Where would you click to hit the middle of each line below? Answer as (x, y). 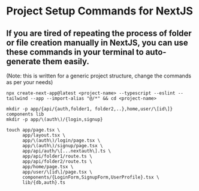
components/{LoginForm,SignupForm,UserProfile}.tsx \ (91, 177)
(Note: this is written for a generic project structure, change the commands (99, 76)
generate (23, 61)
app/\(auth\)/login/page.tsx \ (61, 141)
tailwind (17, 99)
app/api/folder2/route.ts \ (57, 162)
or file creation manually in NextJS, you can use (97, 42)
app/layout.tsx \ (44, 135)
